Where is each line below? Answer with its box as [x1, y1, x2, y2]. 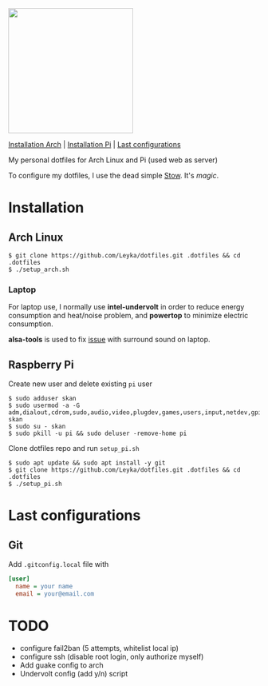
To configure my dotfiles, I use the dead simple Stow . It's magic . [8, 171, 219, 180]
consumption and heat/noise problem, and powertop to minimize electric [8, 311, 249, 321]
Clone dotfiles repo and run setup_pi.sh [8, 444, 140, 453]
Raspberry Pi [8, 357, 74, 371]
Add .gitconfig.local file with [8, 560, 109, 569]
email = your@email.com [15, 589, 94, 598]
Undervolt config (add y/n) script [19, 668, 128, 678]
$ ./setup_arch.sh [8, 265, 69, 273]
